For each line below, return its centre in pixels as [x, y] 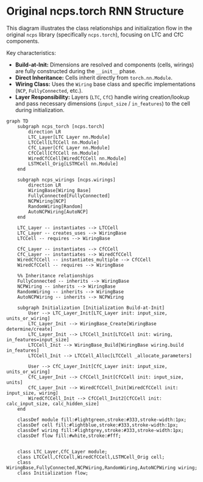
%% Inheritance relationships [56, 275]
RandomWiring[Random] [56, 206]
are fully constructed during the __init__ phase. [76, 71]
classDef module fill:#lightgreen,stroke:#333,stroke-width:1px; [102, 420]
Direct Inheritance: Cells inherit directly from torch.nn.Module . [94, 77]
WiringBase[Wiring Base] [60, 190]
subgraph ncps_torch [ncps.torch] [61, 126]
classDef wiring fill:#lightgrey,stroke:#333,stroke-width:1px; [101, 430]
